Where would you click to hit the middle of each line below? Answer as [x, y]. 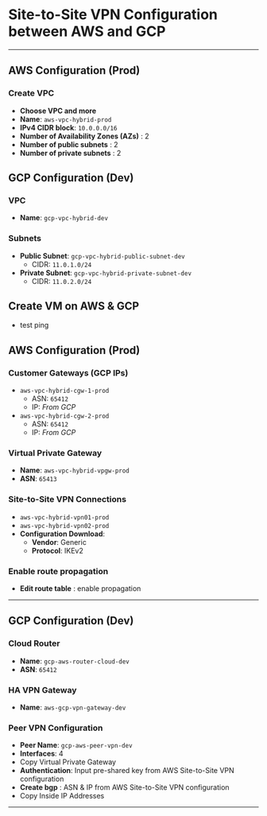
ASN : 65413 [38, 479]
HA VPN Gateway [43, 690]
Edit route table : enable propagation [80, 589]
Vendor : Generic [59, 542]
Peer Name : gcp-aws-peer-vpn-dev [76, 745]
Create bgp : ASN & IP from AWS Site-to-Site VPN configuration [124, 787]
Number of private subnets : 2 [70, 153]
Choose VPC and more [58, 111]
